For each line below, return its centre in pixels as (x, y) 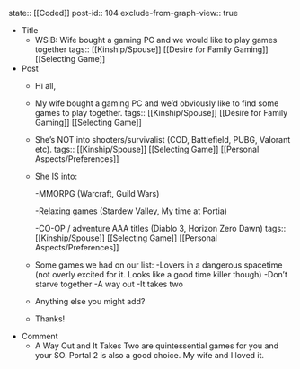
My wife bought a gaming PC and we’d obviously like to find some (157, 103)
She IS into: (56, 176)
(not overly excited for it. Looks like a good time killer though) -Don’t (161, 274)
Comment (40, 336)
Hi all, (45, 86)
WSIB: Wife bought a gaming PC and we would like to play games (156, 40)
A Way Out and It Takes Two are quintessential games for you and (157, 346)
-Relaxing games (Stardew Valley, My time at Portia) (131, 211)
